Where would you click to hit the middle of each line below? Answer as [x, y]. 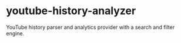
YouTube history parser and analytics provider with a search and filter [90, 27]
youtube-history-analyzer [71, 11]
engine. [15, 33]
